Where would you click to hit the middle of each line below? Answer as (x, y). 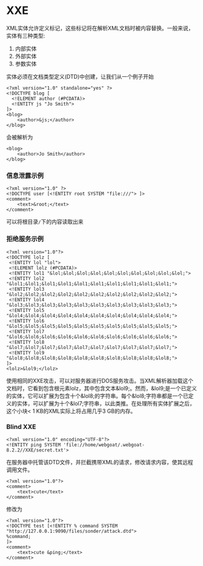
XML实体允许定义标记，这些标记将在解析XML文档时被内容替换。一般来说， (100, 28)
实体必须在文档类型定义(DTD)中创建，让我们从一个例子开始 (80, 76)
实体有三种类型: (26, 35)
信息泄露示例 (25, 175)
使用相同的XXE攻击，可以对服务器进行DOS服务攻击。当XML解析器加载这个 (100, 381)
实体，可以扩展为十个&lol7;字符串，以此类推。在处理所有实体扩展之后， (106, 403)
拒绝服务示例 (25, 239)
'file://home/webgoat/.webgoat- (104, 445)
